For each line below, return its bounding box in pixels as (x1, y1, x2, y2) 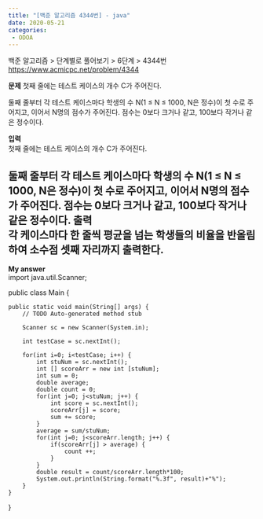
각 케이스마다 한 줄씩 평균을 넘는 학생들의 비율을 (8, 228, 225, 241)
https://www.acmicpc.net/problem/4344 (8, 64, 140, 75)
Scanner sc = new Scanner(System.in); (22, 324, 149, 332)
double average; (36, 379, 89, 387)
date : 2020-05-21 (8, 19, 65, 27)
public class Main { (8, 288, 70, 297)
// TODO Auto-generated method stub (22, 310, 143, 318)
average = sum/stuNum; (36, 427, 111, 435)
